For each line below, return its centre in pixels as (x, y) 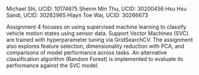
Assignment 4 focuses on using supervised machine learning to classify (96, 27)
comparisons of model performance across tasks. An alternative (87, 53)
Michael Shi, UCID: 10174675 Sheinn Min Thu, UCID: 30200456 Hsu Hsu (96, 9)
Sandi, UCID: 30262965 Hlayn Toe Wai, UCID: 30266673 (77, 15)
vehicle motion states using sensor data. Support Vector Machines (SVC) (98, 33)
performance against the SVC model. (52, 65)
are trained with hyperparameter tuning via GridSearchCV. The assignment (99, 40)
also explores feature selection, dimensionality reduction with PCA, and (95, 46)
